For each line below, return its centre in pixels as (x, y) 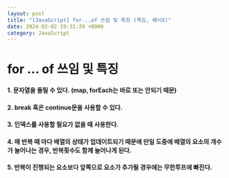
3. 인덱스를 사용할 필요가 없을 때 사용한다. (63, 125)
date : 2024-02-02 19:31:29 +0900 (56, 26)
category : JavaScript (39, 33)
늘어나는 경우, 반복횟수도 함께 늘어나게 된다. (73, 150)
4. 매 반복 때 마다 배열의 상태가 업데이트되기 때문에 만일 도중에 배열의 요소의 (108, 141)
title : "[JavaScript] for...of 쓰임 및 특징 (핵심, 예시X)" (89, 20)
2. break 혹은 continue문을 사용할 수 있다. (65, 107)
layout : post (26, 14)
